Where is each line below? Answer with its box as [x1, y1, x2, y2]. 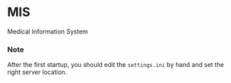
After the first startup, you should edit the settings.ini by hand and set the [7, 61, 225, 69]
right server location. [7, 68, 68, 77]
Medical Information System [7, 27, 89, 36]
